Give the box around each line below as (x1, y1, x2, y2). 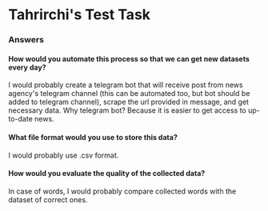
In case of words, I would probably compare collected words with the (8, 186, 237, 196)
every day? (8, 62, 46, 72)
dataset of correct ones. (8, 194, 88, 205)
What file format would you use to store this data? (8, 132, 178, 141)
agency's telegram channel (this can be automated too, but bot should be (8, 89, 250, 98)
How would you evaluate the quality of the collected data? (8, 169, 206, 178)
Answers (8, 34, 44, 46)
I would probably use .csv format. (8, 150, 119, 160)
